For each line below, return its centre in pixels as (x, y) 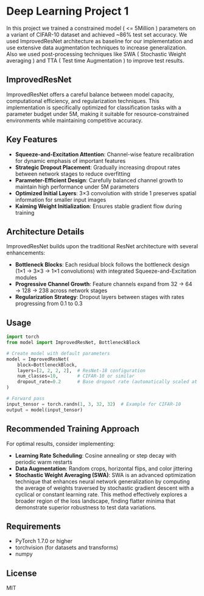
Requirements (33, 526)
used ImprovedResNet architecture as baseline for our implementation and (100, 41)
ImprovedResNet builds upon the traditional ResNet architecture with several (102, 246)
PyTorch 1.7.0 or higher (44, 541)
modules (26, 278)
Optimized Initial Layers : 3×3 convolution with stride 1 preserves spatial (106, 193)
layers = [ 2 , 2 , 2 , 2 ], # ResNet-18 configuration (82, 370)
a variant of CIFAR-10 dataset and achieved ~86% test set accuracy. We (97, 34)
